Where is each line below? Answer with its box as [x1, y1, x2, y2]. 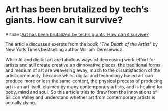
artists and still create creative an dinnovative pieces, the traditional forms [5, 62, 161, 68]
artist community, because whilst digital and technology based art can [5, 72, 153, 78]
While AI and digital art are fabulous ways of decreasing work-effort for [5, 56, 155, 62]
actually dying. [5, 99, 37, 105]
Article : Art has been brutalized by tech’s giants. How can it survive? [5, 31, 149, 37]
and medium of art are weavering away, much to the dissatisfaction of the [5, 67, 160, 73]
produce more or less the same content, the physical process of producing [5, 78, 163, 84]
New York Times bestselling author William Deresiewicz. [5, 46, 124, 52]
